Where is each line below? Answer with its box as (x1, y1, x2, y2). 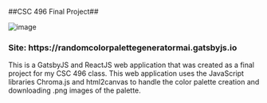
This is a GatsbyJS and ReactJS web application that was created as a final (8, 60, 255, 70)
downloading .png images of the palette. (8, 85, 141, 95)
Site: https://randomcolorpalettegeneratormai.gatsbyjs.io (8, 42, 238, 53)
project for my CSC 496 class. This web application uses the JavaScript (8, 69, 245, 78)
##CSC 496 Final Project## (8, 7, 99, 16)
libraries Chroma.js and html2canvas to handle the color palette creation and (8, 77, 260, 87)
